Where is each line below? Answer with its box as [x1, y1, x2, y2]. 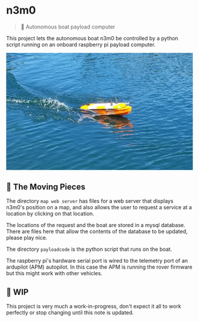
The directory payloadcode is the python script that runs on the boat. [6, 246, 172, 253]
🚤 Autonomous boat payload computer [20, 23, 115, 30]
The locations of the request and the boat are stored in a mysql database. [6, 222, 185, 229]
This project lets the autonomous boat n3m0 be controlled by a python [6, 34, 179, 42]
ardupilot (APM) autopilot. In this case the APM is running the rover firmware [6, 263, 192, 270]
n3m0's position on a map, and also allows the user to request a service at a [6, 204, 192, 211]
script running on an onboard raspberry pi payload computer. [6, 41, 156, 48]
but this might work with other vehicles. [6, 270, 102, 277]
